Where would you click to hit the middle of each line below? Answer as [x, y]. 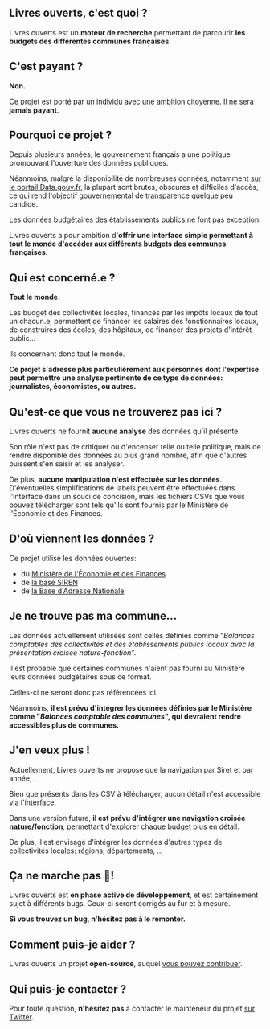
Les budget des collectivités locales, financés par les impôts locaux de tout [133, 313]
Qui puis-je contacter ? [68, 989]
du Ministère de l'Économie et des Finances [93, 573]
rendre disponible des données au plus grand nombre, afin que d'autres [128, 455]
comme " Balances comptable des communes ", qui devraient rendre [125, 716]
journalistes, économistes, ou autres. [73, 387]
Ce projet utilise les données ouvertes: [73, 558]
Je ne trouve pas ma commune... [93, 616]
